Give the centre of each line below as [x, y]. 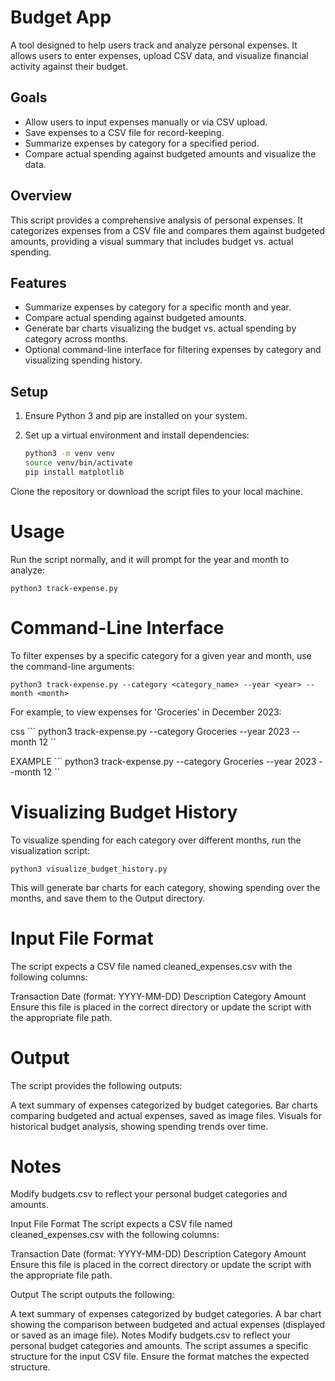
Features [38, 282]
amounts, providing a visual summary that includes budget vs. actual [152, 241]
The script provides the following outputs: [96, 1085]
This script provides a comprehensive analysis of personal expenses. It [156, 220]
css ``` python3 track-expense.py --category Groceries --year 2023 [150, 731]
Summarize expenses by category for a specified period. [142, 143]
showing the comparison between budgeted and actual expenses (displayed [168, 1325]
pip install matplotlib [74, 472]
